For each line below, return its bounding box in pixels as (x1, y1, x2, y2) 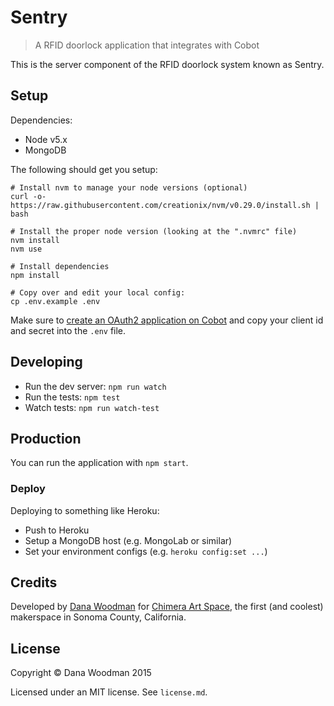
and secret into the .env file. (10, 324, 127, 336)
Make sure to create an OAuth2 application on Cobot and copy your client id (10, 314, 324, 326)
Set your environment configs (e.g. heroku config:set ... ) (24, 545, 268, 557)
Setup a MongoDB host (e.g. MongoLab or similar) (24, 534, 233, 546)
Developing (10, 354, 83, 371)
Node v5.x (24, 133, 68, 145)
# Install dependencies (10, 261, 110, 271)
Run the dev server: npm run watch (24, 380, 167, 392)
